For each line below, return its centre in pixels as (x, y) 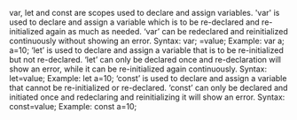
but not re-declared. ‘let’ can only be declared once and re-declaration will (145, 60)
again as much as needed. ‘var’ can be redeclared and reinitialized (167, 31)
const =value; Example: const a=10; (73, 106)
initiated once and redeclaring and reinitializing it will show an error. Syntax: (147, 97)
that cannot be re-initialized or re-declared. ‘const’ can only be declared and (148, 88)
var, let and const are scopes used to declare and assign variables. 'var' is (145, 13)
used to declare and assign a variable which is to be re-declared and (134, 22)
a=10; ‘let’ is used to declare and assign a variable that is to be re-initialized (146, 50)
